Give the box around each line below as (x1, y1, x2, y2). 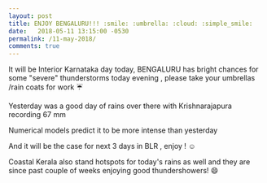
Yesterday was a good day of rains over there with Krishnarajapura (8, 101, 232, 111)
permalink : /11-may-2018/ (8, 34, 96, 43)
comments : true (8, 42, 60, 50)
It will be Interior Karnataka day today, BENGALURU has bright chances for (8, 64, 259, 74)
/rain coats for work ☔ (8, 82, 84, 92)
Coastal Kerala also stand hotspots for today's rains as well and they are (8, 157, 251, 167)
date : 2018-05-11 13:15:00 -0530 (8, 27, 129, 35)
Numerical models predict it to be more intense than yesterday (8, 125, 218, 135)
